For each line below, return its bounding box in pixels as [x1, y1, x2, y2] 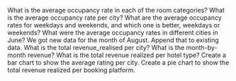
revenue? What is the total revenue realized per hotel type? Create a [27, 51, 227, 59]
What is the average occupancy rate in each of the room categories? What [7, 6, 225, 14]
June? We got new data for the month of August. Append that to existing [7, 36, 220, 44]
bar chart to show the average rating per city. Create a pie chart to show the [7, 58, 230, 66]
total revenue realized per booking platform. [7, 66, 136, 74]
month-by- [186, 44, 218, 51]
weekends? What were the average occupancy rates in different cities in [7, 28, 218, 37]
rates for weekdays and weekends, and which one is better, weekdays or [7, 21, 220, 29]
